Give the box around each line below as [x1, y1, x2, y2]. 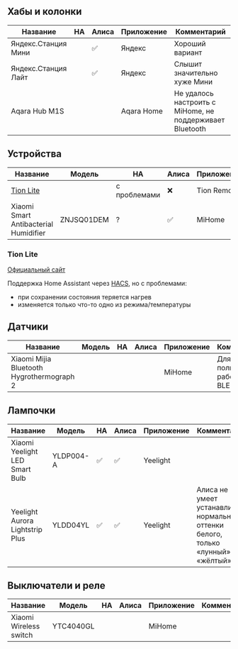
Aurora [11, 516, 34, 526]
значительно [174, 67, 218, 77]
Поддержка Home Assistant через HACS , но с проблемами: [7, 279, 188, 287]
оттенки [196, 520, 225, 530]
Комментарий [175, 26, 226, 36]
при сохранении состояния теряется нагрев [17, 292, 152, 301]
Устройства [7, 148, 62, 160]
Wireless [11, 621, 40, 631]
